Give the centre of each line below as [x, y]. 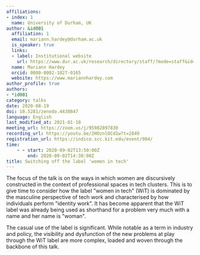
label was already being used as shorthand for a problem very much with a [98, 210]
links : [20, 51]
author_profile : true [33, 84]
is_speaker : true [33, 45]
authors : [17, 89]
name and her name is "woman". [46, 216]
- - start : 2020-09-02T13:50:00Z [58, 150]
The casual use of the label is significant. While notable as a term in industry [100, 228]
